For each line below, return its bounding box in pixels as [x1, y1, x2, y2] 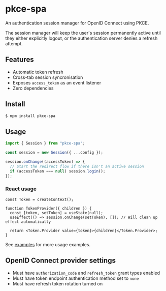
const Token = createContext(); [5, 197, 74, 202]
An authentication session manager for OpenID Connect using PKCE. [5, 20, 149, 26]
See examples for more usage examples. [5, 241, 90, 247]
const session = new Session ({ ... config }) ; [5, 150, 103, 155]
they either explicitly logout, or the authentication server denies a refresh [5, 35, 158, 41]
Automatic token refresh [12, 69, 63, 75]
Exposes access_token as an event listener [12, 79, 102, 85]
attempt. [5, 40, 23, 46]
